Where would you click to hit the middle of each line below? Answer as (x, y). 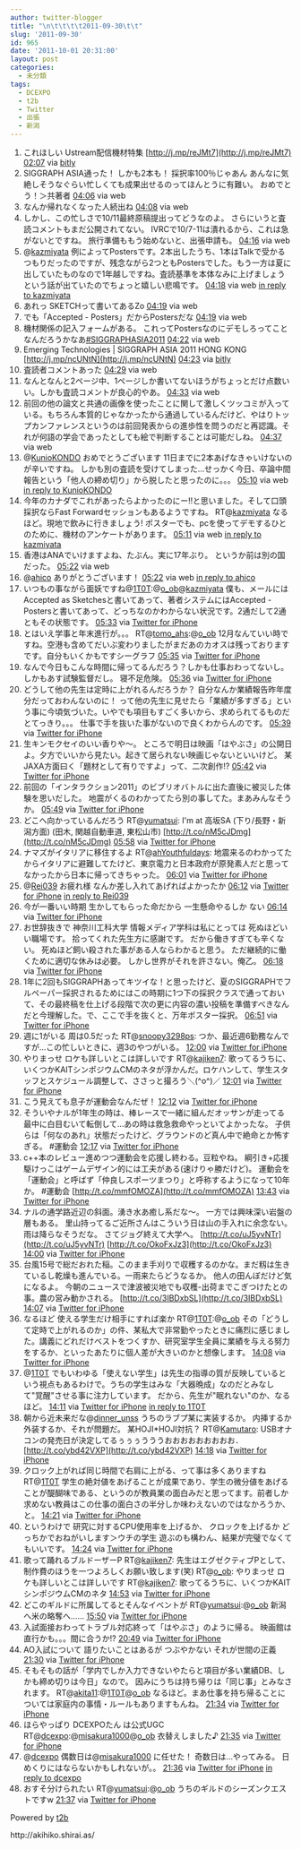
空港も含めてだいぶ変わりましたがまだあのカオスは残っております (168, 645)
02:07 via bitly (49, 163)
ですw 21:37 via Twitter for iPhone (94, 1800)
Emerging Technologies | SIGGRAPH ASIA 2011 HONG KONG (135, 349)
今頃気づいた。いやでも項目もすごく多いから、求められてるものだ (168, 712)
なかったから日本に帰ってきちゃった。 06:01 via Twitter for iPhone (145, 875)
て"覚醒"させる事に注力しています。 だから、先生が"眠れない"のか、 (149, 1395)
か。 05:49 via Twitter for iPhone (83, 809)
